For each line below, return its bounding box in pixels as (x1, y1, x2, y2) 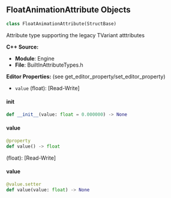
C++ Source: (6, 43, 39, 50)
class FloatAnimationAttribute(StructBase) (6, 20, 117, 26)
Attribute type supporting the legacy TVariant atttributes (6, 31, 145, 38)
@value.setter (6, 181, 42, 187)
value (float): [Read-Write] (14, 84, 80, 92)
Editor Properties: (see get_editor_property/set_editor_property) (6, 73, 166, 80)
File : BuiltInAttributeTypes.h (14, 61, 84, 68)
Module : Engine (14, 55, 55, 62)
